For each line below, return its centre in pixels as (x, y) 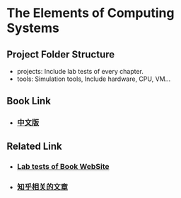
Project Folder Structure (61, 54)
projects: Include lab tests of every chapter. (80, 71)
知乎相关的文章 (42, 187)
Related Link (34, 146)
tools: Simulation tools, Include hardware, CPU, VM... (94, 79)
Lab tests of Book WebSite (63, 166)
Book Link (29, 101)
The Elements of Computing (90, 13)
